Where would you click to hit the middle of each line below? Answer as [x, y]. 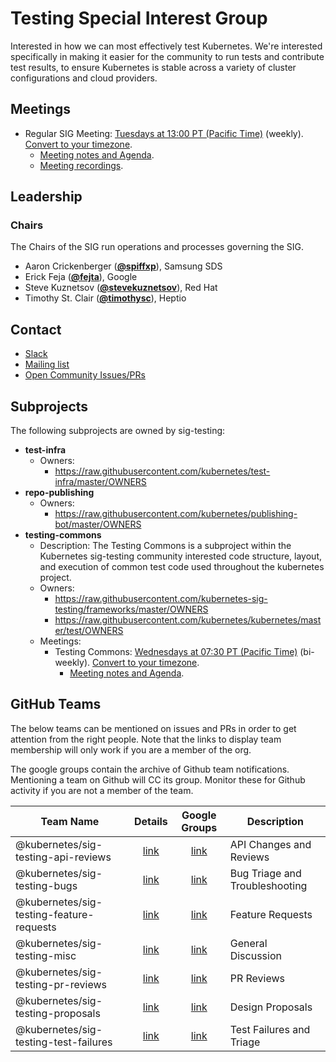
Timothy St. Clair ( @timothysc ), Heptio [105, 298]
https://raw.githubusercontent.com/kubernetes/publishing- [176, 514]
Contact [36, 329]
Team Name [70, 821]
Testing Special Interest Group [139, 18]
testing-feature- [55, 914]
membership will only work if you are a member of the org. [131, 749]
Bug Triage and [265, 873]
